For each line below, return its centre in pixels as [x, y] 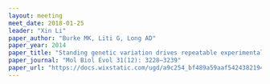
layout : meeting [35, 16]
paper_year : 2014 [37, 46]
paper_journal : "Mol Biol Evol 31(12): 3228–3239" [95, 61]
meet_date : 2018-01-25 [46, 23]
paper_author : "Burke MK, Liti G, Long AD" [82, 38]
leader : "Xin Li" [37, 30]
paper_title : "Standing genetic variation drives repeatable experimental [136, 53]
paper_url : [27, 68]
